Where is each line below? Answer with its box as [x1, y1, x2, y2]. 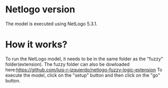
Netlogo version [5, 4, 76, 15]
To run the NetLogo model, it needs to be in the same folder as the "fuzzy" [5, 56, 163, 62]
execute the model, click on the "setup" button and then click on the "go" [5, 72, 160, 78]
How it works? [5, 39, 68, 50]
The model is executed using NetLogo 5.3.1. [5, 21, 98, 27]
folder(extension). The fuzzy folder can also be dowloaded [5, 61, 130, 67]
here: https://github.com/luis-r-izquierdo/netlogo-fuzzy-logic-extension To [5, 66, 163, 73]
